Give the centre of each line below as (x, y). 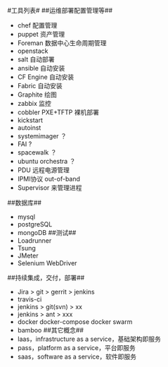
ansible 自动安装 (41, 68)
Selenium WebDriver (47, 263)
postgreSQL (35, 224)
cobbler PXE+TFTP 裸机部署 (58, 112)
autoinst (29, 128)
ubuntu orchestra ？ (46, 161)
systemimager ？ (42, 136)
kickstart (30, 120)
